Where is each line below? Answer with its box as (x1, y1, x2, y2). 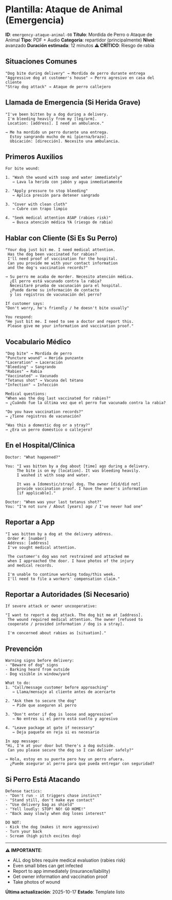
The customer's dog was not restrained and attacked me (7, 554, 130, 559)
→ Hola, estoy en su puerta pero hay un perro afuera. (5, 757, 125, 762)
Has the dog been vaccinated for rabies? (7, 252, 97, 257)
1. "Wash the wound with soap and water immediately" (5, 175, 123, 180)
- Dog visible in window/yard (5, 672, 70, 677)
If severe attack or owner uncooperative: (5, 603, 97, 609)
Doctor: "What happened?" (5, 454, 60, 459)
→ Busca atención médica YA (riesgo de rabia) (12, 220, 114, 225)
